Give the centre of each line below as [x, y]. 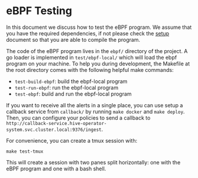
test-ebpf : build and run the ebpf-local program [73, 94]
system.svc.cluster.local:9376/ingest [54, 130]
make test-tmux [25, 151]
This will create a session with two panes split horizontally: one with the [93, 162]
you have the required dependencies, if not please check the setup [88, 33]
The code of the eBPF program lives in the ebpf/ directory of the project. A [97, 51]
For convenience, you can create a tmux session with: [72, 140]
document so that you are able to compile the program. [73, 39]
